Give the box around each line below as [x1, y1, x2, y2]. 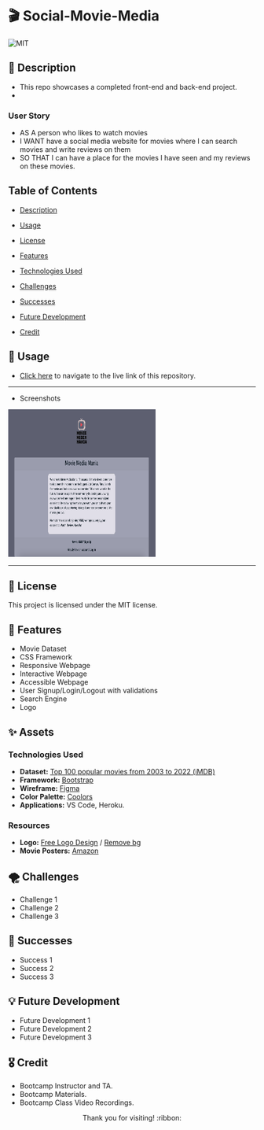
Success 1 [19, 955, 53, 965]
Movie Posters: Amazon [19, 846, 99, 855]
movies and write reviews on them [19, 145, 131, 154]
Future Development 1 [19, 1015, 90, 1025]
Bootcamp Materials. [19, 1089, 87, 1099]
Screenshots [19, 393, 61, 403]
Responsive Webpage [19, 661, 91, 670]
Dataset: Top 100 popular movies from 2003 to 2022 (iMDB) [19, 766, 216, 776]
